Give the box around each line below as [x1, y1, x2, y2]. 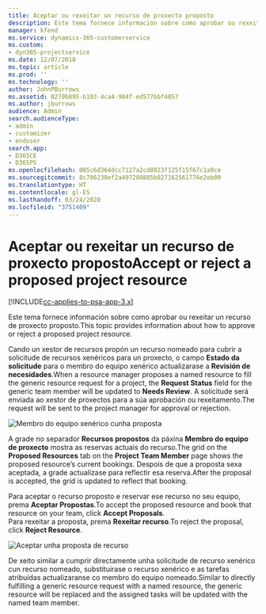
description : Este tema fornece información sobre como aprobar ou [8, 19, 236, 27]
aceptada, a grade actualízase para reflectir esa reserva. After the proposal [8, 468, 252, 478]
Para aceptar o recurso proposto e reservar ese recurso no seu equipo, [8, 492, 241, 501]
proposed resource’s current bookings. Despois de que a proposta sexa [8, 460, 242, 469]
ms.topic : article [8, 63, 69, 71]
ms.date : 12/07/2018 [8, 56, 77, 64]
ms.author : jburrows [8, 100, 77, 108]
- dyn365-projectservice [8, 48, 90, 56]
